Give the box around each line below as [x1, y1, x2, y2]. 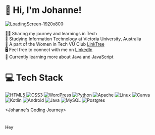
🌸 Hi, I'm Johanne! [5, 4, 82, 16]
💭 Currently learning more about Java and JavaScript [5, 54, 114, 60]
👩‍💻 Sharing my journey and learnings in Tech [5, 30, 97, 36]
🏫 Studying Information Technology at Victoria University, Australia [5, 36, 141, 42]
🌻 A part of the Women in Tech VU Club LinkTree [5, 41, 105, 47]
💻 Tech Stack [5, 72, 63, 83]
